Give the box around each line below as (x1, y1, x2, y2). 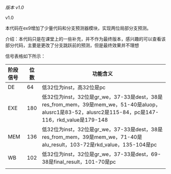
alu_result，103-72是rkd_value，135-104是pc (42, 141, 157, 148)
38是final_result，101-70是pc (42, 158, 116, 165)
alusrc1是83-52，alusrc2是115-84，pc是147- (42, 109, 159, 115)
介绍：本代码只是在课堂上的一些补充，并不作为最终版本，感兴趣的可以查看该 (5, 36, 166, 42)
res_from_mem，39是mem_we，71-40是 (42, 134, 142, 140)
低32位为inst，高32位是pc (42, 84, 106, 91)
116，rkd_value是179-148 (42, 117, 108, 123)
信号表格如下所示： (5, 53, 46, 59)
